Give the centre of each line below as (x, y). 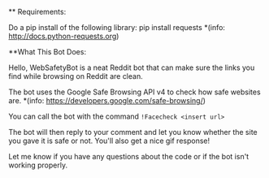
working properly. (38, 165)
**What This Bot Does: (48, 52)
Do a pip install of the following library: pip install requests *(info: (117, 27)
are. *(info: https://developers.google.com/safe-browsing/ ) (107, 100)
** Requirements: (37, 12)
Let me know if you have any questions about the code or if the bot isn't (129, 156)
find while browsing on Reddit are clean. (76, 76)
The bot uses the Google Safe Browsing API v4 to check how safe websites (135, 92)
